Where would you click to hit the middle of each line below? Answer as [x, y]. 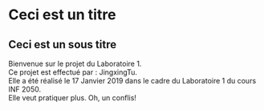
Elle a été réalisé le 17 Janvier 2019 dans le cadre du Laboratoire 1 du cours [132, 81]
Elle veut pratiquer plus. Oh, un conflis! [72, 98]
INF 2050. [25, 89]
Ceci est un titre [62, 15]
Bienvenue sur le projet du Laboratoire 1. [75, 63]
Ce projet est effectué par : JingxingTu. [73, 72]
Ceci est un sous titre [63, 45]
